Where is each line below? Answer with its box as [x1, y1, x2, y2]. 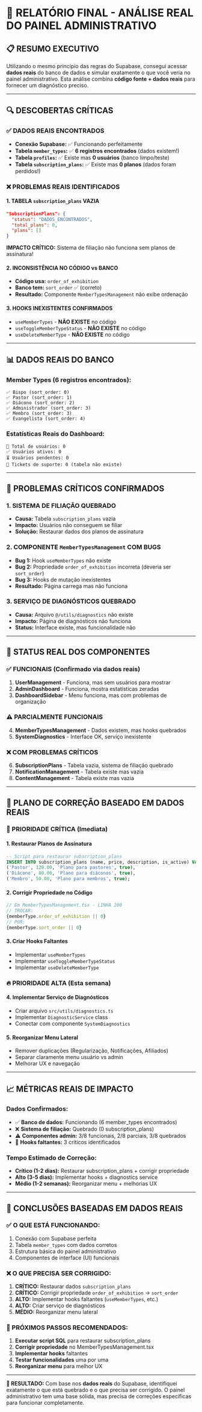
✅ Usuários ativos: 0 [6, 449, 62, 455]
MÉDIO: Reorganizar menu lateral [14, 1308, 98, 1316]
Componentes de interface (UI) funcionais [14, 1254, 120, 1261]
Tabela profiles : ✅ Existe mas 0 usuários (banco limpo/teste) [14, 154, 170, 161]
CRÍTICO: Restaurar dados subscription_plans [14, 1283, 131, 1290]
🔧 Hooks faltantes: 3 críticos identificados [14, 1139, 121, 1146]
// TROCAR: [6, 908, 34, 914]
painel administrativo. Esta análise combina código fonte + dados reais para [6, 75, 195, 83]
